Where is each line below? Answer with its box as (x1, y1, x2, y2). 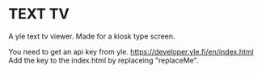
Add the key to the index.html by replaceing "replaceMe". (8, 55, 199, 65)
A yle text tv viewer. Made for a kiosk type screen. (8, 31, 175, 41)
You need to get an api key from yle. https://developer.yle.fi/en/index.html (8, 47, 254, 56)
